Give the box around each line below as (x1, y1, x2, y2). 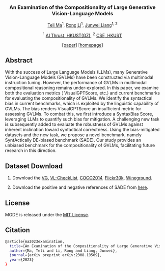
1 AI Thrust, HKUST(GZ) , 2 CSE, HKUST (43, 31, 122, 38)
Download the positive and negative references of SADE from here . (12, 184, 148, 190)
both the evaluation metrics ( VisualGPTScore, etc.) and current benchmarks (5, 90, 160, 96)
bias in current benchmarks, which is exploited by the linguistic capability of (5, 100, 159, 107)
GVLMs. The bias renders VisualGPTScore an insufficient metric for (5, 106, 141, 112)
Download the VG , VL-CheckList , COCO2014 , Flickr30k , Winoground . (12, 175, 152, 181)
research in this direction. (5, 148, 57, 153)
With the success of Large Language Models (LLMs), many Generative (5, 69, 148, 75)
